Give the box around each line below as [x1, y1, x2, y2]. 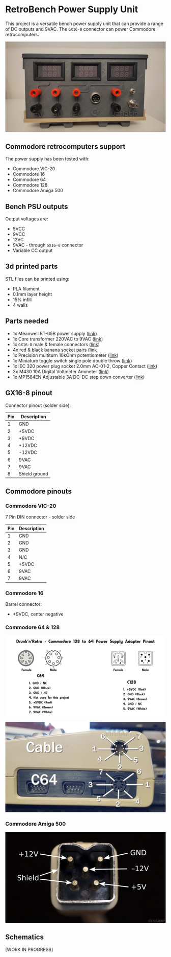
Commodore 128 [12, 182, 48, 188]
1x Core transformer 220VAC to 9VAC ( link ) [12, 336, 103, 342]
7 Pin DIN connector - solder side [5, 514, 75, 520]
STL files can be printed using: [5, 276, 70, 282]
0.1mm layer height [12, 291, 52, 297]
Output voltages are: [5, 216, 48, 222]
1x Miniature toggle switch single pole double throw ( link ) [12, 357, 132, 363]
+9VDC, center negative [12, 611, 64, 617]
